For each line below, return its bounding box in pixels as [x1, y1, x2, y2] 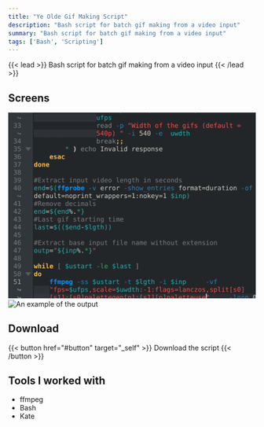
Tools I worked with [8, 374, 106, 388]
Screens [8, 91, 49, 105]
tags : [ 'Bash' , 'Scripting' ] [8, 38, 104, 46]
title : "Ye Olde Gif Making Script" [8, 13, 128, 20]
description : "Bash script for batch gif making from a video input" [8, 20, 241, 29]
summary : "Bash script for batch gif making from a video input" [8, 29, 226, 37]
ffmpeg [19, 395, 44, 404]
